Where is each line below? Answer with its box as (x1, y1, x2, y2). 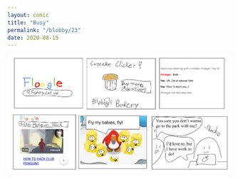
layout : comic (7, 11, 50, 19)
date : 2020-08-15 (7, 34, 59, 41)
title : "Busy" (7, 19, 50, 26)
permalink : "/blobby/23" (7, 26, 81, 34)
